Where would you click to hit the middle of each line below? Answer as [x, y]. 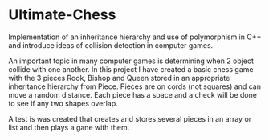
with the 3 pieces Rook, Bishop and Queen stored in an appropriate [119, 78]
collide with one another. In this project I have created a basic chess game [131, 69]
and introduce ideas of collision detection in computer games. [111, 45]
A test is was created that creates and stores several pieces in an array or [130, 118]
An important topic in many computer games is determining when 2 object [131, 61]
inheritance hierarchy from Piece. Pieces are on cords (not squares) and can [134, 86]
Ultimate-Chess [62, 15]
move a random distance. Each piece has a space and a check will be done [132, 94]
